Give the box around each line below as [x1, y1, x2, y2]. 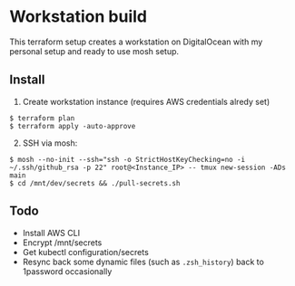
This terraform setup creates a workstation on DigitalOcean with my [9, 36, 263, 47]
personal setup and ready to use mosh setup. [9, 45, 180, 56]
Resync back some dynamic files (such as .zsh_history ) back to [22, 256, 265, 267]
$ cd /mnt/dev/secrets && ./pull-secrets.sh [9, 178, 181, 187]
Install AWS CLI [22, 227, 80, 238]
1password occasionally [22, 265, 113, 277]
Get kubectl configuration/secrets [22, 246, 150, 257]
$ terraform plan [9, 113, 75, 123]
